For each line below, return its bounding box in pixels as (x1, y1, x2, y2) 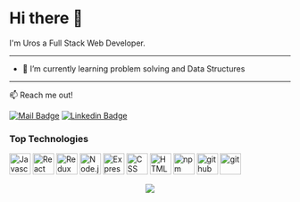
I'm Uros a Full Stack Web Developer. (9, 38, 146, 48)
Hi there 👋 (9, 8, 83, 29)
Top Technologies (9, 132, 89, 145)
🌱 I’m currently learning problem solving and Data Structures (21, 63, 246, 74)
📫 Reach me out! (9, 89, 73, 100)
